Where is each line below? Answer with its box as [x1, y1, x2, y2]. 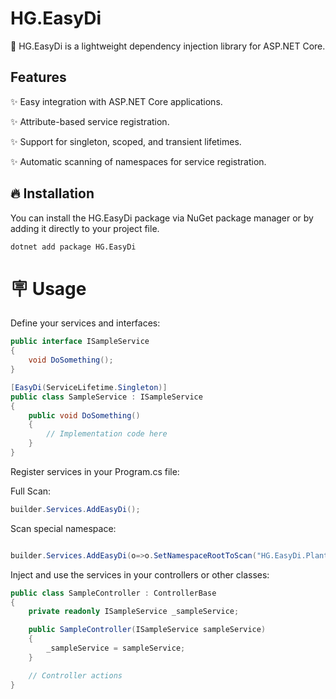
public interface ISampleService [10, 337, 150, 347]
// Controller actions [28, 670, 123, 681]
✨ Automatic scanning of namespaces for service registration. [10, 155, 267, 167]
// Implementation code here [46, 429, 168, 439]
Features [10, 69, 67, 86]
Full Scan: [10, 485, 52, 497]
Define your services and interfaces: [10, 317, 161, 329]
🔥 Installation [10, 185, 95, 202]
